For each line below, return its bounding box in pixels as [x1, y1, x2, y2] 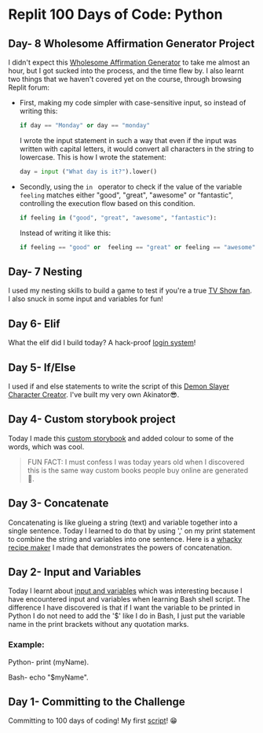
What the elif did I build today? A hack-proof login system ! [8, 338, 196, 348]
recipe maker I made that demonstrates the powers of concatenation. [8, 543, 232, 552]
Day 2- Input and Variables [8, 565, 141, 579]
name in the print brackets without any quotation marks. [8, 620, 189, 629]
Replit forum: [8, 83, 49, 92]
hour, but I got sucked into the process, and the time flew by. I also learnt [8, 66, 244, 76]
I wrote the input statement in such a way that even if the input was [19, 135, 237, 145]
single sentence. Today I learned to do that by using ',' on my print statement [8, 525, 256, 536]
